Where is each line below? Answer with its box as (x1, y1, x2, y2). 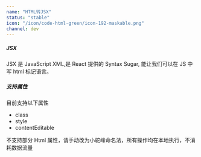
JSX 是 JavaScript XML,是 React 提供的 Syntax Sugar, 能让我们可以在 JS (6, 60, 187, 68)
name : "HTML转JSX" (6, 8, 52, 15)
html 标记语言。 (13, 68, 53, 75)
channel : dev (6, 25, 39, 32)
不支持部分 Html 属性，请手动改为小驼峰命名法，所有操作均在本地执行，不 (6, 136, 190, 144)
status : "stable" (6, 14, 50, 21)
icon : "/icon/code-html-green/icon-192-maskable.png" (6, 20, 145, 26)
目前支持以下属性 (6, 99, 49, 106)
